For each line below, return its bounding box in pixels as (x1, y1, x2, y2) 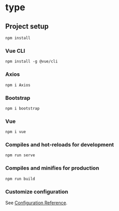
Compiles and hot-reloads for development (5, 141, 114, 149)
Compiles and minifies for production (5, 164, 99, 172)
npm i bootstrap (5, 105, 40, 111)
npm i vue (5, 130, 26, 135)
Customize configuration (5, 188, 69, 195)
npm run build (5, 176, 36, 181)
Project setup (5, 22, 49, 31)
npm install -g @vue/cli (5, 59, 58, 64)
